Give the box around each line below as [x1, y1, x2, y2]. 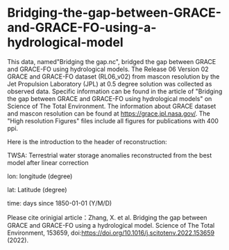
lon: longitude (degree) [7, 172, 73, 180]
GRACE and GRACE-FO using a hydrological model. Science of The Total [7, 221, 215, 229]
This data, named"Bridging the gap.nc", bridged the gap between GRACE [7, 57, 217, 65]
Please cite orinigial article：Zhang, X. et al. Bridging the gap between [7, 213, 207, 221]
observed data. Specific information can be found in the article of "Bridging [7, 87, 223, 95]
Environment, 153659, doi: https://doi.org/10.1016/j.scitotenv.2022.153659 [7, 228, 215, 237]
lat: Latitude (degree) [7, 185, 67, 194]
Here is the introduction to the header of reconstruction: [7, 137, 168, 146]
